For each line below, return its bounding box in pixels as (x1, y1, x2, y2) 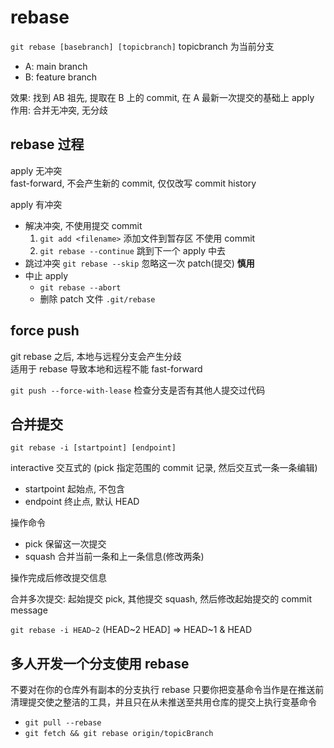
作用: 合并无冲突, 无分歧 (10, 104, 108, 116)
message (10, 604, 48, 616)
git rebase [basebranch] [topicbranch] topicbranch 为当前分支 (10, 40, 275, 52)
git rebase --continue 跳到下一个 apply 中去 (39, 244, 227, 256)
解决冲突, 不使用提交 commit (24, 219, 143, 231)
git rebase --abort (39, 282, 122, 293)
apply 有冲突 (10, 198, 63, 210)
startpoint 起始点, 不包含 (24, 483, 125, 495)
